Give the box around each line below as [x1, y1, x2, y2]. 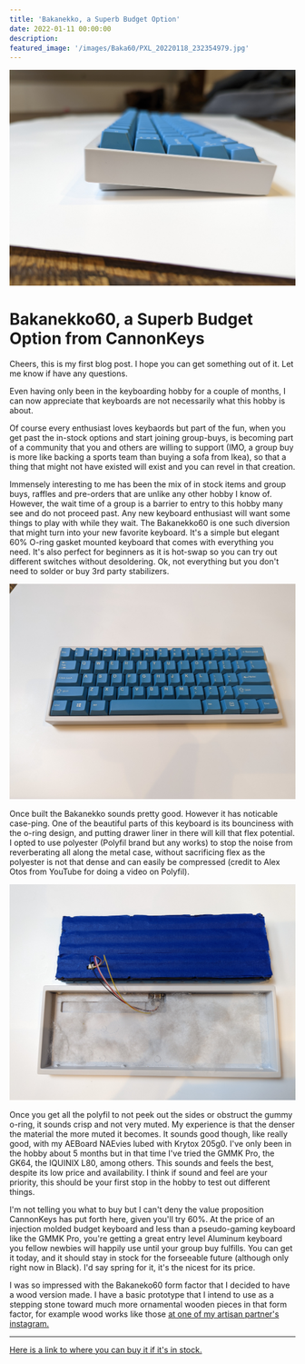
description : [9, 34, 59, 43]
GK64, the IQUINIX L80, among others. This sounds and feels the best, [9, 1157, 274, 1168]
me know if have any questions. [9, 368, 129, 379]
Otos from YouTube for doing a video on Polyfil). [9, 866, 191, 877]
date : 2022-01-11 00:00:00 [9, 24, 112, 34]
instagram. [9, 1318, 50, 1329]
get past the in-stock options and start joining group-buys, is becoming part [9, 432, 294, 443]
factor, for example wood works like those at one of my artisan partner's [9, 1309, 280, 1319]
